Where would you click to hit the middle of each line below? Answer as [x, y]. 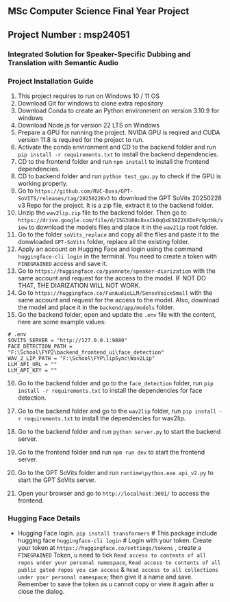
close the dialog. [41, 592]
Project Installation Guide [51, 81]
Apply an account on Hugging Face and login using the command [110, 249]
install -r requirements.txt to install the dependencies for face [110, 390]
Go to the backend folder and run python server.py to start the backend [119, 432]
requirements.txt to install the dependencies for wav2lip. [105, 418]
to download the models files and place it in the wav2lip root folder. [124, 227]
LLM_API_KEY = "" [33, 370]
